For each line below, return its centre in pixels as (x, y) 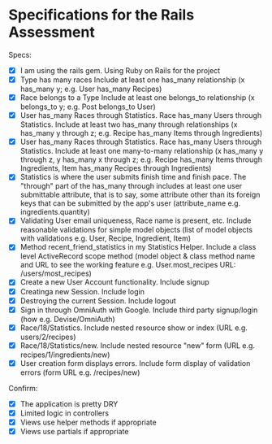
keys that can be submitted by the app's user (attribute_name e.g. (130, 203)
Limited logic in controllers (65, 413)
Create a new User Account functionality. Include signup (114, 282)
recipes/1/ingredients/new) (65, 355)
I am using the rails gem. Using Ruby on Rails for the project (120, 70)
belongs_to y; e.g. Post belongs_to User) (88, 107)
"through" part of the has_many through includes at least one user (131, 186)
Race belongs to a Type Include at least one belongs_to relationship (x (137, 98)
